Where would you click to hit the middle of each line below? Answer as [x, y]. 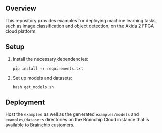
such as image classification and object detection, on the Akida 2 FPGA [80, 26]
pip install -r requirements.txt [48, 68]
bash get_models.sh [33, 87]
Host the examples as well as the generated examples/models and [72, 114]
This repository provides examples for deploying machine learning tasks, [81, 20]
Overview [21, 8]
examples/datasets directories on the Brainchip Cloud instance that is [77, 120]
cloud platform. [21, 31]
